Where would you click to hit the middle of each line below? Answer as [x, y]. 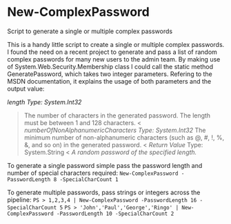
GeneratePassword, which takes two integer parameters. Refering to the [110, 74]
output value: [26, 88]
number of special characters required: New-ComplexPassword [93, 173]
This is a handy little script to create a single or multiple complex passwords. [116, 44]
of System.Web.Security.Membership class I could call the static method [110, 66]
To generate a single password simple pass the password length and [105, 165]
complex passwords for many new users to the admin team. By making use [114, 59]
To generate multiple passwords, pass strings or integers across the [104, 192]
